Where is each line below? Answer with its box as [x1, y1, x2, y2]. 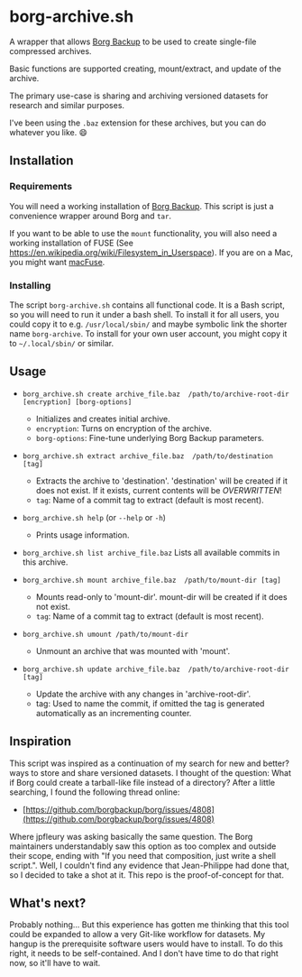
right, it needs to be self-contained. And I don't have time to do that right [9, 948, 279, 959]
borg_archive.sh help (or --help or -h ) [22, 512, 167, 522]
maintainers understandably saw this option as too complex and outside [9, 841, 277, 852]
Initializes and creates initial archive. [35, 413, 170, 424]
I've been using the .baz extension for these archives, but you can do [9, 117, 267, 128]
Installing [9, 279, 51, 291]
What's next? [9, 895, 87, 910]
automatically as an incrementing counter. [35, 707, 192, 718]
